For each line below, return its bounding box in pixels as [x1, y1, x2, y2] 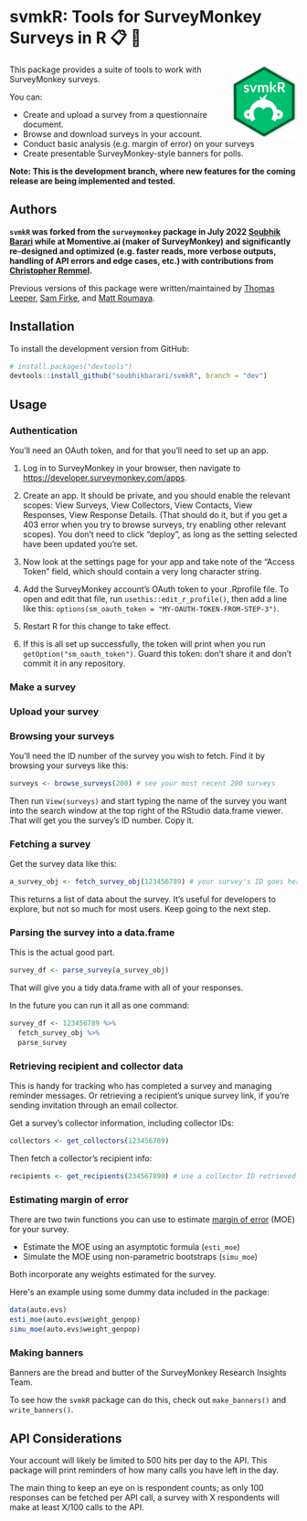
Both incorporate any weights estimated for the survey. [9, 1269, 217, 1280]
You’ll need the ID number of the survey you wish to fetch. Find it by [9, 751, 265, 762]
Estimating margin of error [9, 1193, 130, 1206]
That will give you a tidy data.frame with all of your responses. [9, 982, 244, 993]
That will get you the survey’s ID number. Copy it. [9, 815, 195, 826]
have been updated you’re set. [22, 539, 139, 549]
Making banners [9, 1346, 84, 1358]
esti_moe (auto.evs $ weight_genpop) [9, 1315, 142, 1325]
